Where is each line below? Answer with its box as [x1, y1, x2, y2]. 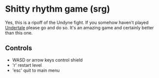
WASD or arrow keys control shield [12, 57, 83, 63]
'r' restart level [12, 62, 42, 68]
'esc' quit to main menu [12, 67, 60, 73]
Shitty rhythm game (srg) [5, 3, 110, 15]
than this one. [5, 30, 33, 36]
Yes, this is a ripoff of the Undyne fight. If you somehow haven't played [5, 19, 149, 25]
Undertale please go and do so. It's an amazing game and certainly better [5, 24, 154, 30]
